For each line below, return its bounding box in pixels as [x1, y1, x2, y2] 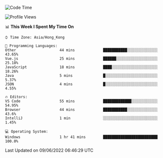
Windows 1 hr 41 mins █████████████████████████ [5, 135, 158, 140]
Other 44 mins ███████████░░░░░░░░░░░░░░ [5, 48, 158, 53]
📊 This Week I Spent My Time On [5, 24, 74, 29]
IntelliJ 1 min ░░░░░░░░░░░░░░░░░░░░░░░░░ [5, 116, 158, 121]
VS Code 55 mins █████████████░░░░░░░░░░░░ [5, 99, 158, 104]
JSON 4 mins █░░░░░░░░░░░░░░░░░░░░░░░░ [5, 82, 158, 87]
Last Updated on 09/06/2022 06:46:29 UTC [5, 147, 94, 153]
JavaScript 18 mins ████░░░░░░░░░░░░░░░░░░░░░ [5, 65, 158, 70]
